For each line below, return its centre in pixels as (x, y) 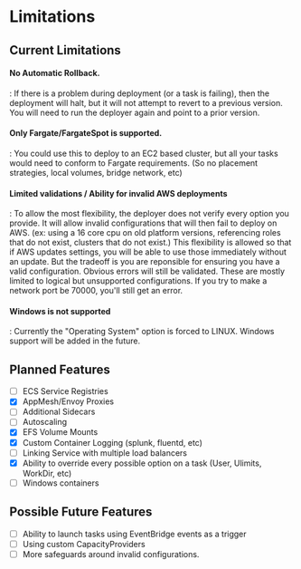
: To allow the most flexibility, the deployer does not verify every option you (149, 214)
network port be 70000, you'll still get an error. (96, 291)
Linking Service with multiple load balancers (105, 453)
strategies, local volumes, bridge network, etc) (96, 172)
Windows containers (61, 483)
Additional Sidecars (59, 412)
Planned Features (60, 369)
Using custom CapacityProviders (84, 544)
